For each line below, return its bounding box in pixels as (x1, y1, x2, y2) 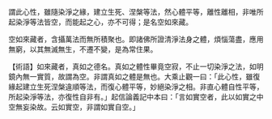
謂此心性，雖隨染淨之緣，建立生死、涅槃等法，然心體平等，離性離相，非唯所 (8, 7, 264, 16)
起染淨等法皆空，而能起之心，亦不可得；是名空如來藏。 (8, 17, 193, 27)
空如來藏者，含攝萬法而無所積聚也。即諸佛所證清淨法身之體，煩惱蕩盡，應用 (8, 35, 264, 44)
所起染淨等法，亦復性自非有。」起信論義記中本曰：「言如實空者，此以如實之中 (8, 92, 264, 101)
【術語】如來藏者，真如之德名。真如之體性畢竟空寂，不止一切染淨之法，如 (8, 62, 257, 71)
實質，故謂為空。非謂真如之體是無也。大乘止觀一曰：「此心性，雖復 (36, 72, 261, 81)
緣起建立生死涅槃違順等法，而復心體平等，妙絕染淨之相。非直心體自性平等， (8, 82, 264, 91)
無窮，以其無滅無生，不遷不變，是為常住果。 (8, 45, 158, 54)
